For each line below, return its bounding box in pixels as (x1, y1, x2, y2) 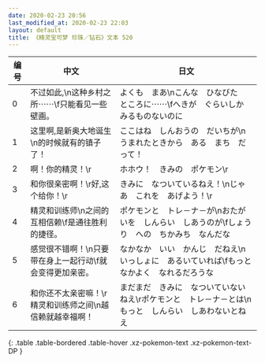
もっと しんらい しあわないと (119, 306, 239, 317)
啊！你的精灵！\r (30, 164, 92, 175)
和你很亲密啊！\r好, (30, 179, 102, 190)
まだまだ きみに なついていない (119, 282, 246, 293)
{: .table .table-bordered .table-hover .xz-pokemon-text (8, 338, 189, 347)
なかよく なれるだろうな (119, 267, 215, 278)
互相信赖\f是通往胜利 (30, 217, 108, 228)
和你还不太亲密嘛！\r (30, 288, 108, 299)
